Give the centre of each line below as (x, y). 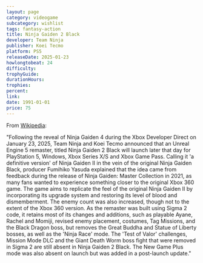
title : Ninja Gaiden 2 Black (43, 35)
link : (13, 97)
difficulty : (21, 68)
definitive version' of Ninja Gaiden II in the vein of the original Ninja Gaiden (99, 163)
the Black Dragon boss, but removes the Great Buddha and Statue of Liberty (101, 227)
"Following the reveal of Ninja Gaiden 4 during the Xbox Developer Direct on (101, 137)
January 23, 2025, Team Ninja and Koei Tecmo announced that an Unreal (98, 143)
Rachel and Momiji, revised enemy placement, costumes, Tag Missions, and (101, 221)
